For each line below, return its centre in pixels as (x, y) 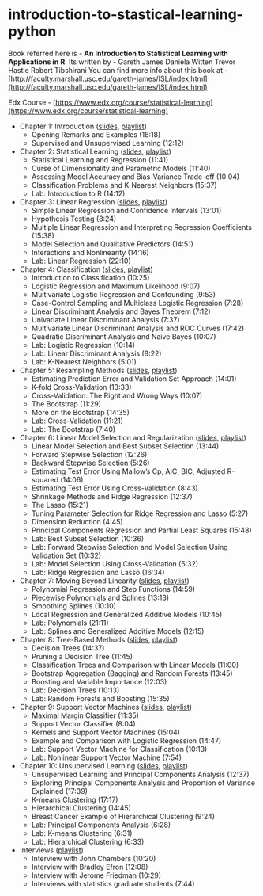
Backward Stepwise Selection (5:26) (90, 463)
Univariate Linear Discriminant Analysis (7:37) (105, 319)
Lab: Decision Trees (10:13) (75, 690)
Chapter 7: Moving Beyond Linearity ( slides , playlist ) (104, 581)
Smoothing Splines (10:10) (74, 606)
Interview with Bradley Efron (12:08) (90, 867)
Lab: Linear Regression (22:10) (81, 261)
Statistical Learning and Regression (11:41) (100, 159)
